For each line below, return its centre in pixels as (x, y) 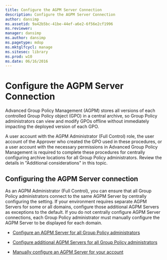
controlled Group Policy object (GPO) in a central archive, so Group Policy (81, 116)
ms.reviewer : (19, 29)
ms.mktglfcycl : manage (29, 47)
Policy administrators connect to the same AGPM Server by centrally (76, 196)
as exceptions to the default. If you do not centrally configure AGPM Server (83, 212)
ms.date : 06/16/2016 (27, 61)
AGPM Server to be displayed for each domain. (54, 223)
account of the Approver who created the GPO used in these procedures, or (83, 142)
